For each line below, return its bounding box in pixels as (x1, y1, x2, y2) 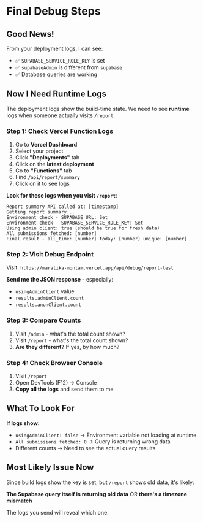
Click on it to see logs (15, 180, 70, 188)
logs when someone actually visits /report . (6, 112, 115, 119)
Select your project (15, 147, 64, 155)
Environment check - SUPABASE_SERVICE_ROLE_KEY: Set (6, 220, 144, 226)
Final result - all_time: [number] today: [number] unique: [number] (6, 236, 188, 242)
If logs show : (6, 419, 40, 427)
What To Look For (6, 403, 75, 413)
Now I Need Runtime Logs (6, 89, 107, 99)
